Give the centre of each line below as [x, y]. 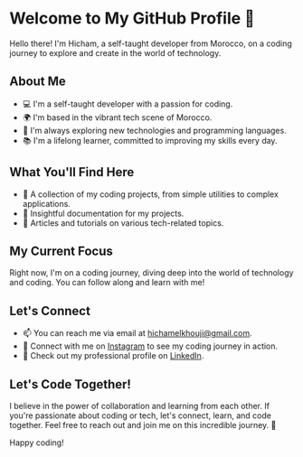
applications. [46, 203]
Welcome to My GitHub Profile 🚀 [132, 19]
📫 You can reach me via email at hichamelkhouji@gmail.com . [137, 333]
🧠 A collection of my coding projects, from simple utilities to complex [150, 194]
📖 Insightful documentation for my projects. [103, 213]
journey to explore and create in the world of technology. [115, 52]
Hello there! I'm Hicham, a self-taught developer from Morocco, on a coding [151, 43]
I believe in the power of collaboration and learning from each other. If [139, 406]
